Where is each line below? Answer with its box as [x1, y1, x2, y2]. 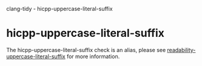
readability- [167, 46, 196, 53]
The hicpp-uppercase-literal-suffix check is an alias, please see [6, 46, 166, 53]
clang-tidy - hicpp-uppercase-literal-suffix [6, 5, 113, 12]
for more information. [66, 53, 120, 60]
